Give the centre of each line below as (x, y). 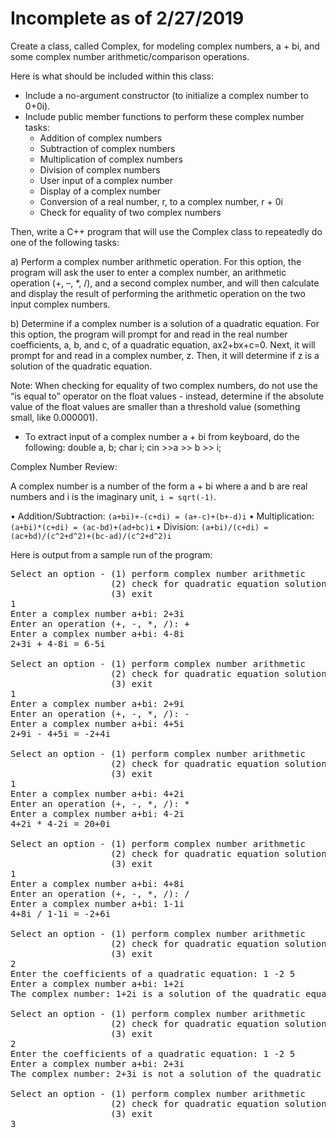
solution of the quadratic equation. (81, 366)
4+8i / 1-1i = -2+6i (61, 913)
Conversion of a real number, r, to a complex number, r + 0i (161, 201)
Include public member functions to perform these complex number (164, 116)
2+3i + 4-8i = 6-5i (58, 643)
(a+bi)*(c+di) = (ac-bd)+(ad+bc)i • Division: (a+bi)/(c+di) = (139, 526)
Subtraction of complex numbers (107, 148)
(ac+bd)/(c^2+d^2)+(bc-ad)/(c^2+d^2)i (91, 536)
